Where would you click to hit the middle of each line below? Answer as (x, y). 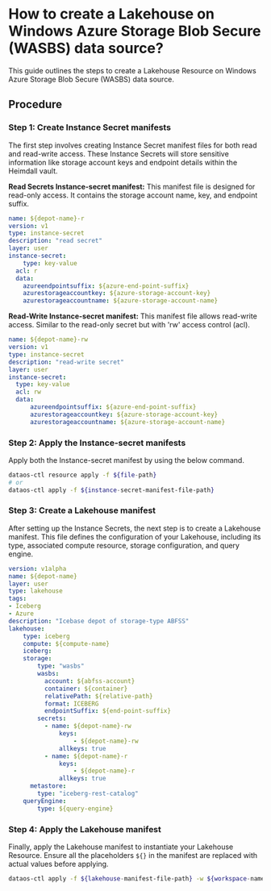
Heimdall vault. (33, 171)
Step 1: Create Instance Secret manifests (90, 127)
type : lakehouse (35, 591)
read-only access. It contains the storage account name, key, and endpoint (133, 195)
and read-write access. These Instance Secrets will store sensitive (119, 153)
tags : (17, 599)
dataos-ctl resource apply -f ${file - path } (83, 475)
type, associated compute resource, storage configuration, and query (124, 545)
